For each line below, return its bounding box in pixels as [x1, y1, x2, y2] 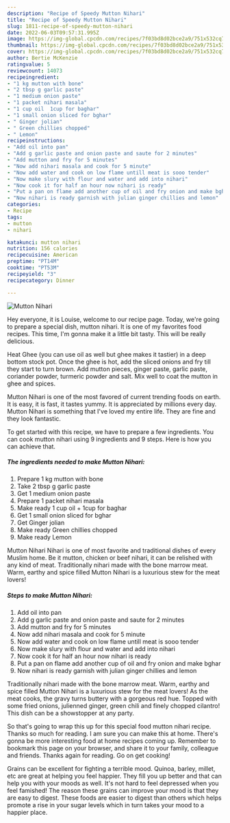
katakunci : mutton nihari [7, 239, 81, 246]
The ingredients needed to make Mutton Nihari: [7, 458, 145, 466]
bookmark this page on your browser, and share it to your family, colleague [7, 744, 219, 752]
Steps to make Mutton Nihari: [7, 592, 92, 600]
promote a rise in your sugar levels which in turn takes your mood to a [7, 801, 204, 809]
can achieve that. [7, 442, 56, 451]
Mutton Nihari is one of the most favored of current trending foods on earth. [7, 392, 221, 401]
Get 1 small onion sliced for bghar [16, 511, 112, 520]
